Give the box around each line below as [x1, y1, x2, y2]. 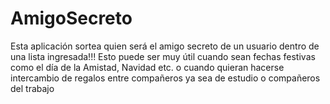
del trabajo [10, 82, 55, 94]
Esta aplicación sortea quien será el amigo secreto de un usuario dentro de [10, 40, 320, 52]
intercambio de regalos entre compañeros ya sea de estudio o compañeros [10, 72, 321, 84]
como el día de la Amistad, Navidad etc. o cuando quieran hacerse [10, 61, 285, 73]
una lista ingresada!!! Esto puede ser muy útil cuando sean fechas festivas [10, 50, 316, 62]
